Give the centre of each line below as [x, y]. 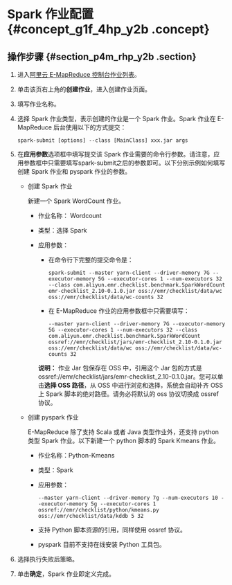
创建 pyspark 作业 [53, 417]
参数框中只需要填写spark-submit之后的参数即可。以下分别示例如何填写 [124, 163]
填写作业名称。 [38, 104]
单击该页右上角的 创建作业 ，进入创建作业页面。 [84, 89]
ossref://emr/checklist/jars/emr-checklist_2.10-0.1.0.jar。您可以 [128, 377]
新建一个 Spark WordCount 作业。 [76, 201]
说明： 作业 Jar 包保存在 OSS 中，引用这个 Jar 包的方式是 [120, 368]
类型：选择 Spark [63, 230]
